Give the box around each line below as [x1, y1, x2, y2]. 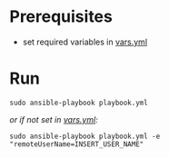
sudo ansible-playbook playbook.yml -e [9, 132, 161, 141]
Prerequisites [9, 6, 114, 27]
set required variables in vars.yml [22, 36, 148, 47]
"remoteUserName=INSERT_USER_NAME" [9, 139, 144, 149]
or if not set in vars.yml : [9, 114, 98, 124]
